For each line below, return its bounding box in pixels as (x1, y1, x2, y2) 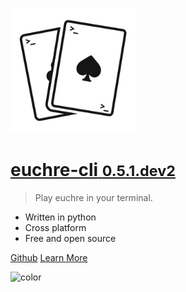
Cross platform (24, 221, 87, 233)
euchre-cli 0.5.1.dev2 (10, 159, 176, 182)
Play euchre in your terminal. (34, 191, 153, 203)
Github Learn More (10, 251, 88, 263)
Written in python (24, 211, 97, 223)
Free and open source (24, 232, 117, 244)
